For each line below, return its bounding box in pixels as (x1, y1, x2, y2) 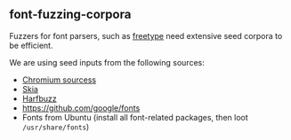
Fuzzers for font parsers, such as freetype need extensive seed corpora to (9, 30, 283, 41)
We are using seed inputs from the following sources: (9, 57, 205, 67)
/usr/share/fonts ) (21, 121, 90, 132)
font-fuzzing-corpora (9, 7, 132, 22)
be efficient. (9, 40, 53, 51)
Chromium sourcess (21, 74, 96, 85)
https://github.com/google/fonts (21, 102, 141, 113)
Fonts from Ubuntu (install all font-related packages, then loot (21, 112, 249, 122)
